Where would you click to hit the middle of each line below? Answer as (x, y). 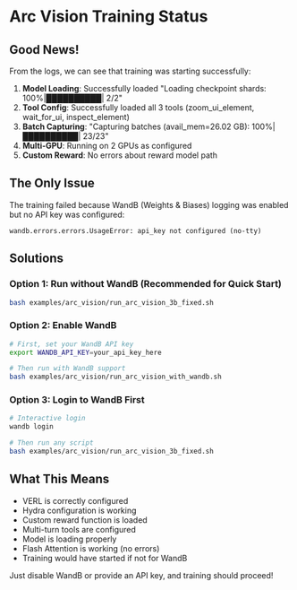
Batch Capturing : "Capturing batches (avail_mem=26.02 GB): (136, 126)
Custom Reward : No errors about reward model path (119, 155)
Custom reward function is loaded (85, 520)
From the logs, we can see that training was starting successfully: (130, 71)
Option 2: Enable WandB (63, 325)
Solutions (37, 259)
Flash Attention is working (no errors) (91, 548)
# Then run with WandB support (68, 369)
